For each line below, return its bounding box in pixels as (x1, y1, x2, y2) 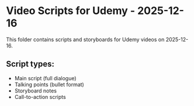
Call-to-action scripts (14, 93, 66, 100)
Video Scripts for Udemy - (6, 4, 136, 18)
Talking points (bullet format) (14, 81, 85, 88)
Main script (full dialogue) (14, 74, 77, 81)
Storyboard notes (14, 87, 57, 94)
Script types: (6, 59, 54, 69)
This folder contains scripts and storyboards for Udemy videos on (6, 36, 165, 43)
